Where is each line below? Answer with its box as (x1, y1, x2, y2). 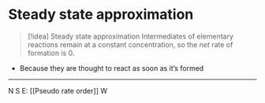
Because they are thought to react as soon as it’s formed (19, 63, 204, 72)
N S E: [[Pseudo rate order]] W (8, 86, 108, 95)
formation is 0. (27, 48, 75, 57)
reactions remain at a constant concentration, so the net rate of (27, 39, 233, 49)
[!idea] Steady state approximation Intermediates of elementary (27, 31, 234, 41)
